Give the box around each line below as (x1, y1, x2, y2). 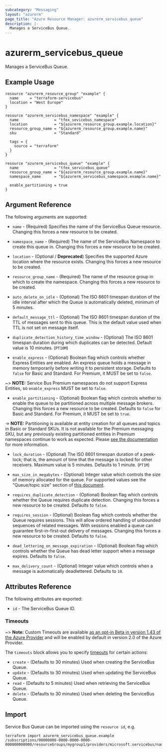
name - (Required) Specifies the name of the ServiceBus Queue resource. (12, 223, 162, 229)
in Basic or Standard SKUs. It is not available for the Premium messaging (5, 426, 154, 431)
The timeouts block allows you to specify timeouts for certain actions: (5, 649, 148, 655)
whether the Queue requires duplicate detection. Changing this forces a (12, 497, 160, 503)
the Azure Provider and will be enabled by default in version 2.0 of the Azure (5, 634, 162, 640)
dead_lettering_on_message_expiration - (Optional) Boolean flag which (12, 542, 158, 548)
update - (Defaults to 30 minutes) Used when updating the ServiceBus (12, 669, 156, 675)
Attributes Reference (5, 583, 72, 591)
